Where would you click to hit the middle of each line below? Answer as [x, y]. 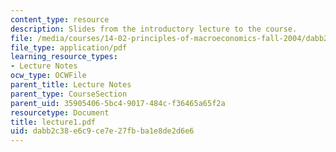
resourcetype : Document [60, 112]
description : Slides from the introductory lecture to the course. [154, 29]
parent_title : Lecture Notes [71, 85]
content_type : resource [60, 19]
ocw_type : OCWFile [48, 76]
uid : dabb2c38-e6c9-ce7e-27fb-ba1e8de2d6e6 [102, 131]
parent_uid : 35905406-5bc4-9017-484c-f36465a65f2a [118, 103]
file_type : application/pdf [69, 47]
